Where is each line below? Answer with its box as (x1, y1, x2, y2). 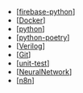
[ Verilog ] (15, 41, 46, 51)
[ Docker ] (15, 15, 46, 25)
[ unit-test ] (15, 58, 50, 68)
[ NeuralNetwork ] (15, 67, 73, 76)
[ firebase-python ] (15, 7, 76, 16)
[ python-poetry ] (15, 32, 70, 42)
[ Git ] (15, 50, 31, 59)
